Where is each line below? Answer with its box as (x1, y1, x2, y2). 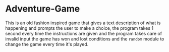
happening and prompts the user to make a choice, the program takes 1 (5, 25, 154, 31)
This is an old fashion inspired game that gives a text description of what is (5, 20, 161, 26)
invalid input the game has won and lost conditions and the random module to (5, 36, 164, 42)
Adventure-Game (5, 3, 80, 15)
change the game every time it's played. (5, 41, 89, 47)
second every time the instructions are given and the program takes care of (5, 30, 162, 36)
